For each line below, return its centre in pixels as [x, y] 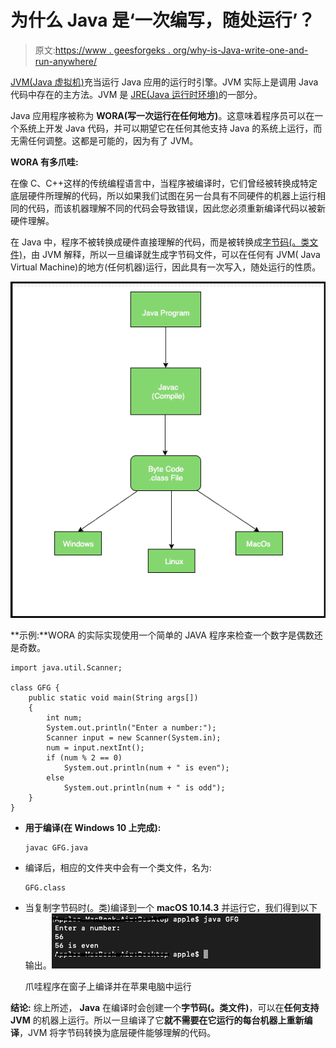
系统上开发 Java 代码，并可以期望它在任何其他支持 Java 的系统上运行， [166, 128]
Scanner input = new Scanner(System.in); [134, 737]
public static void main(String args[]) [113, 697]
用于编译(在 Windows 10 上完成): [93, 827]
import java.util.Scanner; [66, 667]
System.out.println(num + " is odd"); [144, 787]
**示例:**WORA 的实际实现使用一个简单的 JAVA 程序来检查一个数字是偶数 [162, 635]
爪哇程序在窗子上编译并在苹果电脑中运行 [108, 986]
